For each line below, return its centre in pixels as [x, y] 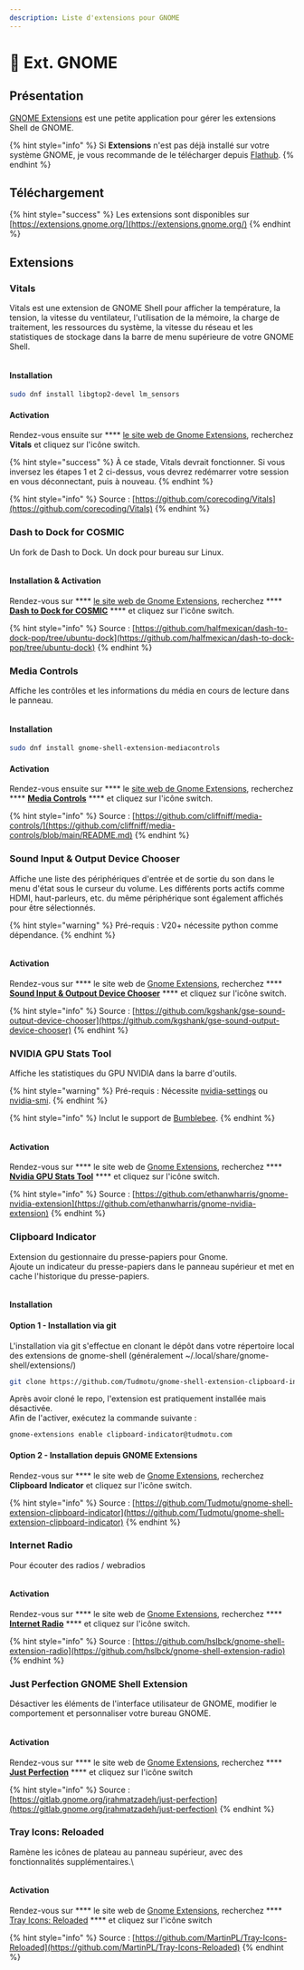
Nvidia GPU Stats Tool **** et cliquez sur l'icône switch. [114, 1176]
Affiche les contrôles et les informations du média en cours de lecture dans [149, 691]
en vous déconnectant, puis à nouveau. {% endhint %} [112, 482]
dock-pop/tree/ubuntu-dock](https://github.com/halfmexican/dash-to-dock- [152, 638]
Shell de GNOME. [42, 127]
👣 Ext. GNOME [64, 62]
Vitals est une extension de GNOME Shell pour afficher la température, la [145, 308]
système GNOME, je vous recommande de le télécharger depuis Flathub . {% [152, 154]
